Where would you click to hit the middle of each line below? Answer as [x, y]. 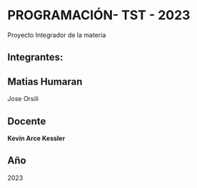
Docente [27, 121]
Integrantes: [35, 57]
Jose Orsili [23, 99]
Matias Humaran [45, 82]
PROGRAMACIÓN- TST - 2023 [99, 15]
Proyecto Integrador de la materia [57, 35]
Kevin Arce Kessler [36, 138]
